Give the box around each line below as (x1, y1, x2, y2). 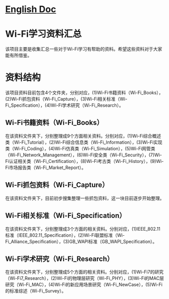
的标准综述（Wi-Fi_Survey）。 (5, 288, 67, 294)
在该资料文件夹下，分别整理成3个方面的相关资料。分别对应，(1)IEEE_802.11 (5, 226, 160, 232)
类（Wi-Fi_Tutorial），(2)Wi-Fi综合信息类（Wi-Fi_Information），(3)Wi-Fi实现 (5, 139, 162, 145)
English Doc (5, 4, 57, 15)
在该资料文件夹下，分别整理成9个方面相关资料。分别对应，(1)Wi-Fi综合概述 (5, 133, 161, 139)
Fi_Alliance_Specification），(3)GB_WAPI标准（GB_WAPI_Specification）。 (5, 238, 157, 244)
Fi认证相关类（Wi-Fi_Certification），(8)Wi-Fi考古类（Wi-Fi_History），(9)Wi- (5, 158, 164, 164)
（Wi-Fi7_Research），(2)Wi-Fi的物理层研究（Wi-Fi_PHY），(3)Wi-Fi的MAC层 (5, 275, 164, 281)
